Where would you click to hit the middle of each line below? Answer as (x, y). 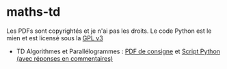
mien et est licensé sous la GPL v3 (55, 38)
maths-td (34, 12)
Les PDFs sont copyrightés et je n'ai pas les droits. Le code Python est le (109, 31)
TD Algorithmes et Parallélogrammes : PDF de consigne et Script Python (118, 51)
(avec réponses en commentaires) (65, 58)
